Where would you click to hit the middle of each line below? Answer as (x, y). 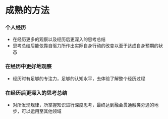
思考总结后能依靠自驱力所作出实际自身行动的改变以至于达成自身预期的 (86, 46)
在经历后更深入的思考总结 (36, 93)
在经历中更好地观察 (29, 66)
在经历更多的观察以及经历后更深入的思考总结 (59, 39)
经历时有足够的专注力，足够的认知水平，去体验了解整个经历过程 (79, 78)
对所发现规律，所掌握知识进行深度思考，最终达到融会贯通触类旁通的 (83, 105)
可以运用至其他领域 (41, 111)
